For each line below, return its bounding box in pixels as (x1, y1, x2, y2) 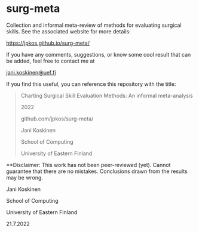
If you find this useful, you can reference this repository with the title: (6, 80, 176, 88)
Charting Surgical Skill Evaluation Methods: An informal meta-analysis (20, 92, 193, 99)
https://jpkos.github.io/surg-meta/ (6, 39, 90, 47)
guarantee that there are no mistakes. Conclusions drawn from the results (6, 168, 188, 175)
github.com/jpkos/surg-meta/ (20, 115, 94, 122)
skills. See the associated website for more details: (6, 27, 131, 35)
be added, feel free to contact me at (6, 57, 95, 64)
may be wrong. (6, 174, 44, 181)
